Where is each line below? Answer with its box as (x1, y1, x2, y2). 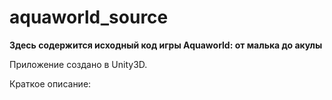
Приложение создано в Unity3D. (9, 58, 148, 70)
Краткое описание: (9, 77, 92, 90)
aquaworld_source (9, 6, 169, 29)
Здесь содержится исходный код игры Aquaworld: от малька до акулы (9, 39, 323, 51)
